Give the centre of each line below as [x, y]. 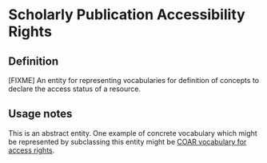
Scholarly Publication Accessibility [127, 15]
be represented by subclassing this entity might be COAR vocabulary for [128, 141]
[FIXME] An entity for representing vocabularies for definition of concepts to [134, 80]
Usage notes [40, 114]
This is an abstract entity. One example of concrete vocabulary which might [133, 133]
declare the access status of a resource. [75, 89]
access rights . [32, 150]
